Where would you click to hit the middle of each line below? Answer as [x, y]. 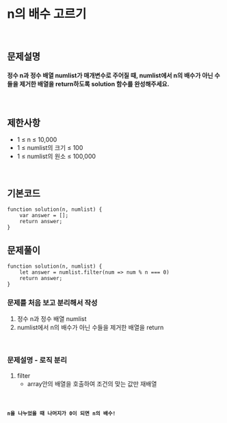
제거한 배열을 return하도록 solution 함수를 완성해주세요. [94, 84]
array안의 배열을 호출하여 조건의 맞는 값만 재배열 [92, 383]
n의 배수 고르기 [47, 14]
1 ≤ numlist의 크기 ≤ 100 [50, 148]
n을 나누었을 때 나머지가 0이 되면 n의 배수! [62, 414]
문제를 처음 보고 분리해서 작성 [52, 303]
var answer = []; [44, 216]
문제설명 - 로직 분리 [37, 360]
